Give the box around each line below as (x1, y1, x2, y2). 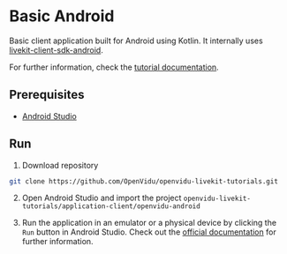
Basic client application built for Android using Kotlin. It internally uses (9, 35, 263, 46)
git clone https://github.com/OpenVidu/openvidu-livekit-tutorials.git (9, 176, 278, 186)
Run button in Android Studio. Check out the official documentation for (21, 227, 276, 237)
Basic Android (9, 6, 115, 26)
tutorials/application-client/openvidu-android (21, 202, 200, 211)
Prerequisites (9, 87, 85, 102)
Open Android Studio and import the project (21, 192, 182, 204)
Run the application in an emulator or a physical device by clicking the (21, 218, 276, 228)
